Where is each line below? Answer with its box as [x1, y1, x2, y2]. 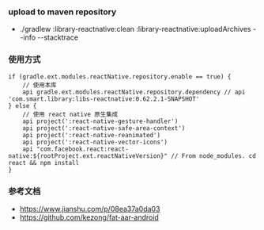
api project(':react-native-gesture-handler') [22, 117, 179, 125]
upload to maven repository [8, 6, 117, 17]
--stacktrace [37, 33, 79, 42]
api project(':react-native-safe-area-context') [22, 124, 186, 132]
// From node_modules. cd [171, 151, 257, 160]
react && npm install [8, 159, 80, 167]
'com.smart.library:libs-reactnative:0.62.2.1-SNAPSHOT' [8, 94, 200, 103]
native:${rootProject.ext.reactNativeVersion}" [8, 151, 168, 160]
